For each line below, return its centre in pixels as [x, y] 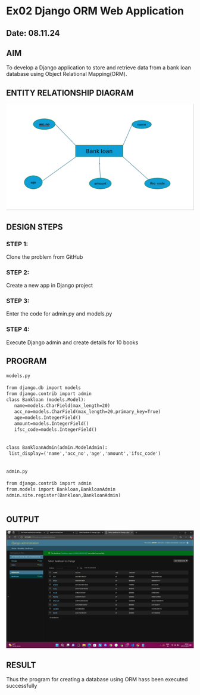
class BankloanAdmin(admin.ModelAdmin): [57, 447]
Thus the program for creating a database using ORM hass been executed [97, 679]
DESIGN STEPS [35, 227]
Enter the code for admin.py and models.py [59, 314]
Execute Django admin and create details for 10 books [72, 342]
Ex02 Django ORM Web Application [95, 11]
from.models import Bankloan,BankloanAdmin [61, 489]
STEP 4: [18, 329]
